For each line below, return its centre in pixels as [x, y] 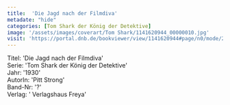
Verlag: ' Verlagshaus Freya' [47, 94]
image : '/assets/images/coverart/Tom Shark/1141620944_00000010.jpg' [108, 32]
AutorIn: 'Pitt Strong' [36, 80]
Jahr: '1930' [24, 73]
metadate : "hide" [32, 20]
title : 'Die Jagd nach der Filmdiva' [62, 13]
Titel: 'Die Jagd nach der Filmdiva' [55, 58]
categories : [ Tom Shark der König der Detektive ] [79, 26]
